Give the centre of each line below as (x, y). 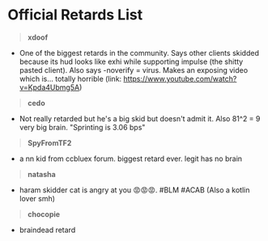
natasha (41, 174)
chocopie (44, 214)
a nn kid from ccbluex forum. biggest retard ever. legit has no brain (131, 159)
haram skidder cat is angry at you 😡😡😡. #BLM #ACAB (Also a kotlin (134, 190)
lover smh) (37, 198)
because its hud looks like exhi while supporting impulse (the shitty (131, 61)
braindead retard (47, 230)
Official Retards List (75, 15)
